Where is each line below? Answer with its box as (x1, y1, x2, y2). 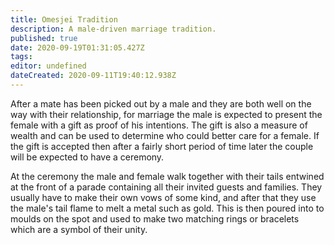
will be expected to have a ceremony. (10, 151, 165, 163)
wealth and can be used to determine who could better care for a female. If (10, 129, 320, 141)
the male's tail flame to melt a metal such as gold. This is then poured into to (10, 202, 325, 214)
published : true (10, 33, 78, 43)
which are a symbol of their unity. (10, 223, 148, 235)
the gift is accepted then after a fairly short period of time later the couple (10, 140, 314, 152)
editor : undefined (10, 61, 87, 71)
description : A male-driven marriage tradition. (10, 24, 217, 34)
